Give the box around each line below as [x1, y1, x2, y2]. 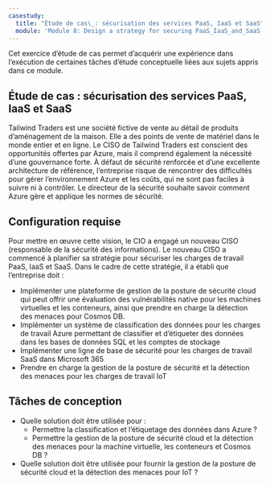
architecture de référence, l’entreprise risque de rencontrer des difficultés [8, 166, 252, 175]
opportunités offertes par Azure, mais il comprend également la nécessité [8, 149, 252, 158]
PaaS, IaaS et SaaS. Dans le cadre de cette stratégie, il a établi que [8, 262, 229, 271]
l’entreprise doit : [8, 270, 64, 280]
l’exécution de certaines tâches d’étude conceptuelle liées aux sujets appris [8, 57, 259, 67]
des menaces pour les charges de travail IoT [19, 372, 167, 380]
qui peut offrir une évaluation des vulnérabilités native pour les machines [19, 294, 261, 304]
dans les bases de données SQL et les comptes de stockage [19, 337, 221, 347]
